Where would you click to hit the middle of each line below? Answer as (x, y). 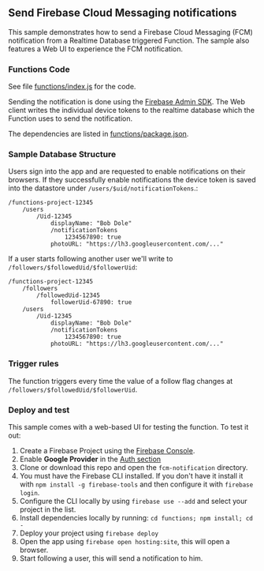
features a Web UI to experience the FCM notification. (96, 49)
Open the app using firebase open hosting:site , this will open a (125, 541)
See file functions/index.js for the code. (72, 87)
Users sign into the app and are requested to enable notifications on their (127, 171)
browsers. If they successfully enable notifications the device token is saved (132, 180)
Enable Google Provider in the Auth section (90, 459)
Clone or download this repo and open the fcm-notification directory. (134, 468)
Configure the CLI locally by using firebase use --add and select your (134, 501)
